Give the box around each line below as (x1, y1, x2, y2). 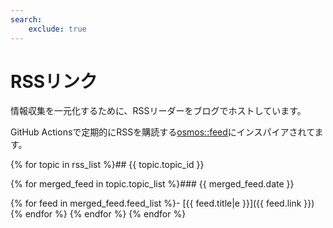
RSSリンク (10, 70, 98, 93)
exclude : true (28, 24, 87, 34)
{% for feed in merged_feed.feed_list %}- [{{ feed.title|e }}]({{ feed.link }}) (10, 197, 315, 210)
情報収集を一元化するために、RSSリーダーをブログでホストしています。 (10, 105, 307, 117)
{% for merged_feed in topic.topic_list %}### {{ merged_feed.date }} (10, 178, 295, 190)
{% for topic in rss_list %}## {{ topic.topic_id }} (10, 159, 205, 171)
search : (10, 14, 43, 25)
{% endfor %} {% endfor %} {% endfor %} (10, 208, 187, 220)
